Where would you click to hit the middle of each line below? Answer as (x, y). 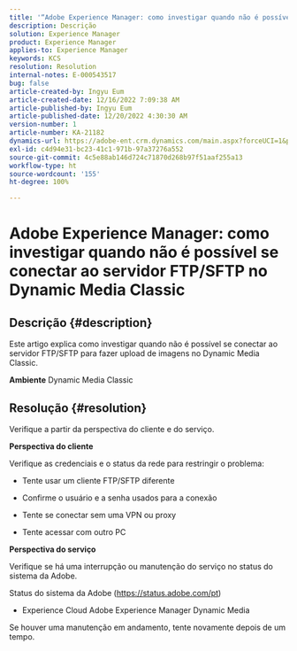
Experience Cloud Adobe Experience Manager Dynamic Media (136, 610)
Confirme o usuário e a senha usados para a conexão (119, 498)
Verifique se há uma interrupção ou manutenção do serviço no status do (141, 566)
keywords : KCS (35, 58)
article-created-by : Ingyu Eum (67, 91)
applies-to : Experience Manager (69, 50)
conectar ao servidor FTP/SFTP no (138, 271)
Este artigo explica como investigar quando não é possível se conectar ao (144, 344)
